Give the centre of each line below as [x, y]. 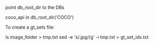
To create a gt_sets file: [30, 27]
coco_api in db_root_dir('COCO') [40, 17]
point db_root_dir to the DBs [35, 7]
